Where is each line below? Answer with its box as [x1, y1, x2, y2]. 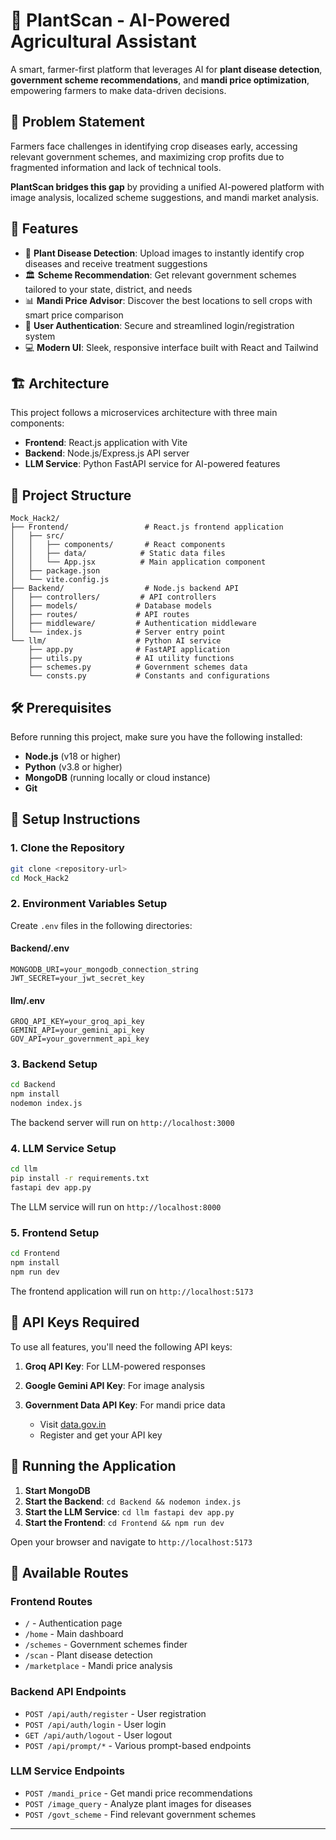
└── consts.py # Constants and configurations [28, 671, 271, 681]
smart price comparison [24, 309, 124, 321]
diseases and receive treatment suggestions [24, 257, 208, 269]
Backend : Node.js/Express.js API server [24, 447, 190, 459]
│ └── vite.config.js [10, 575, 110, 585]
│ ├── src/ [10, 531, 65, 541]
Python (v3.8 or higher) [24, 761, 123, 773]
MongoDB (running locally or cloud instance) [24, 772, 211, 783]
